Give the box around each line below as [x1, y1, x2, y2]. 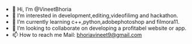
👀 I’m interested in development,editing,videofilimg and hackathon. [11, 12, 179, 19]
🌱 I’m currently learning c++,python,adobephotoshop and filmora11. [11, 18, 180, 25]
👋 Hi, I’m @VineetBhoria [11, 6, 72, 12]
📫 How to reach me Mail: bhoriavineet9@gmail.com [11, 32, 142, 38]
